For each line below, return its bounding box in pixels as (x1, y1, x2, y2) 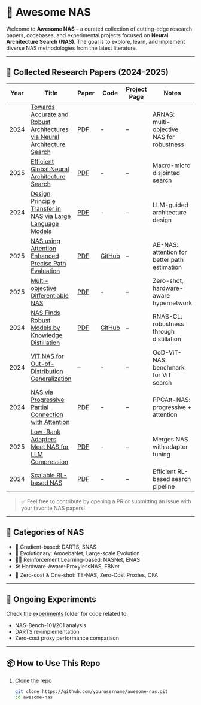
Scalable (31, 471, 55, 479)
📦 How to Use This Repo (6, 658, 100, 668)
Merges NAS (152, 435, 188, 443)
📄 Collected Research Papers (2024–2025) (6, 67, 169, 77)
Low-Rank (31, 428, 61, 436)
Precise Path (31, 259, 66, 267)
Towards (31, 102, 55, 111)
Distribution (31, 367, 64, 375)
